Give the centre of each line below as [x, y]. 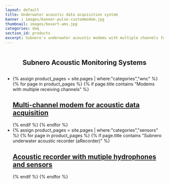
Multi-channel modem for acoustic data [76, 105]
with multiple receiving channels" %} [51, 89]
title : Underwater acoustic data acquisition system [62, 15]
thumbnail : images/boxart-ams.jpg [41, 24]
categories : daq [22, 29]
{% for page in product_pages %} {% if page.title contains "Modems [83, 84]
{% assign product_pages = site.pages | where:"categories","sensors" [85, 130]
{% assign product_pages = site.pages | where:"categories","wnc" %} [85, 78]
